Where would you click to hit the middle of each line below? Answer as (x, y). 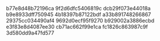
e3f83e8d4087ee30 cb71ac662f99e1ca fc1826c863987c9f (77, 27)
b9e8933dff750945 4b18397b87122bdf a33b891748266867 (79, 14)
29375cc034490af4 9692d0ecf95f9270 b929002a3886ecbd (80, 20)
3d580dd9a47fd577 (30, 33)
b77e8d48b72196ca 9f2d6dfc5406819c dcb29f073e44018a (78, 8)
